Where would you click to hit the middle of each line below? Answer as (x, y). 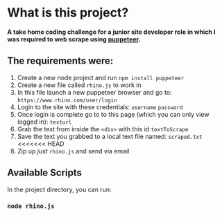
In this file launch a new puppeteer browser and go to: (94, 92)
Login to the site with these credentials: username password (100, 107)
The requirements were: (60, 61)
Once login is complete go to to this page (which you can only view (113, 114)
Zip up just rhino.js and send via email (73, 151)
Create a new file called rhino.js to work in (79, 85)
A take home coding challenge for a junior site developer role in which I (111, 32)
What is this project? (68, 13)
